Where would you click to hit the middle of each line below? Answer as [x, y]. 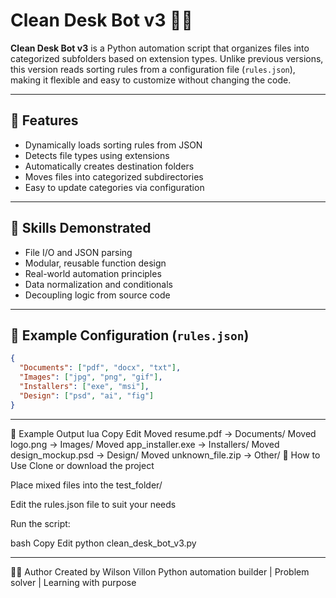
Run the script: [40, 523]
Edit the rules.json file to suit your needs [93, 504]
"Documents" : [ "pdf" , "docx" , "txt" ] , [100, 368]
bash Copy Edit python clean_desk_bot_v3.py [103, 543]
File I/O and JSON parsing [78, 252]
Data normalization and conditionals [98, 284]
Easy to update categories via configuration [114, 187]
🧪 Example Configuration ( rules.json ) [130, 335]
